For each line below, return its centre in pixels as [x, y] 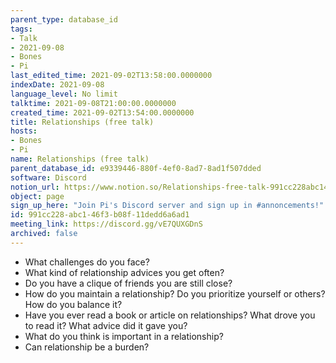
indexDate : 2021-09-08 [57, 85]
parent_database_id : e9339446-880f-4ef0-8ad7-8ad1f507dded [136, 168]
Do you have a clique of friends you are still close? [128, 283]
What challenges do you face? [87, 262]
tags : [21, 29]
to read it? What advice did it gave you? [106, 325]
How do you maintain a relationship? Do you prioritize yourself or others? [175, 293]
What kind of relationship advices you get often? [124, 272]
